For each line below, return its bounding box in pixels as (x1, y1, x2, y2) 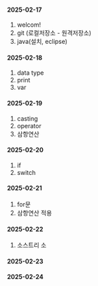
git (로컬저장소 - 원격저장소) (16, 29, 92, 37)
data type (16, 69, 44, 77)
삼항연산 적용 (16, 209, 52, 217)
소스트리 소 (16, 241, 47, 250)
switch (16, 168, 36, 176)
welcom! (16, 21, 42, 29)
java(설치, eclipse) (16, 38, 68, 46)
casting (16, 114, 39, 123)
